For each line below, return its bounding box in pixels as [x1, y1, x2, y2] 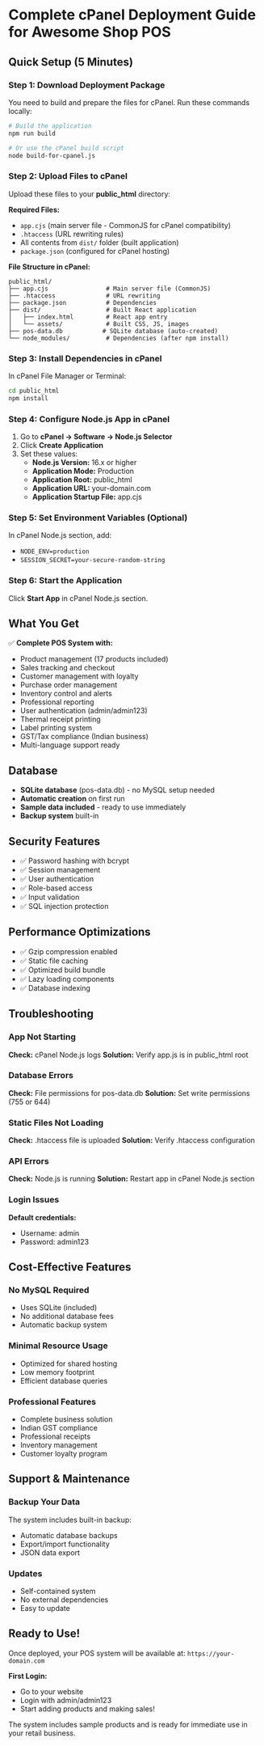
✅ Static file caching [19, 956, 89, 966]
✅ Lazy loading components [19, 974, 115, 983]
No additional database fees [19, 1312, 115, 1321]
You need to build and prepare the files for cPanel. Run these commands [8, 97, 250, 107]
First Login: [8, 1671, 48, 1680]
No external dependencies [19, 1595, 109, 1604]
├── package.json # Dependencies [8, 298, 157, 307]
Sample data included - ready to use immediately [19, 802, 186, 812]
